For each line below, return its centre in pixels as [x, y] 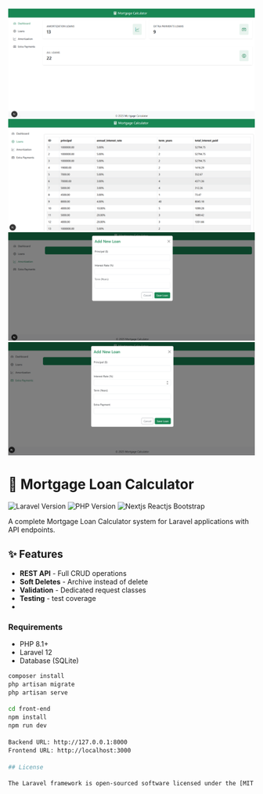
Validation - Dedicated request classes [83, 590]
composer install [36, 676]
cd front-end [29, 709]
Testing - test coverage [58, 598]
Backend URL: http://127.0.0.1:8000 [68, 742]
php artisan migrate [42, 684]
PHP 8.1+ [34, 643]
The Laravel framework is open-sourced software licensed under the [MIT [131, 784]
